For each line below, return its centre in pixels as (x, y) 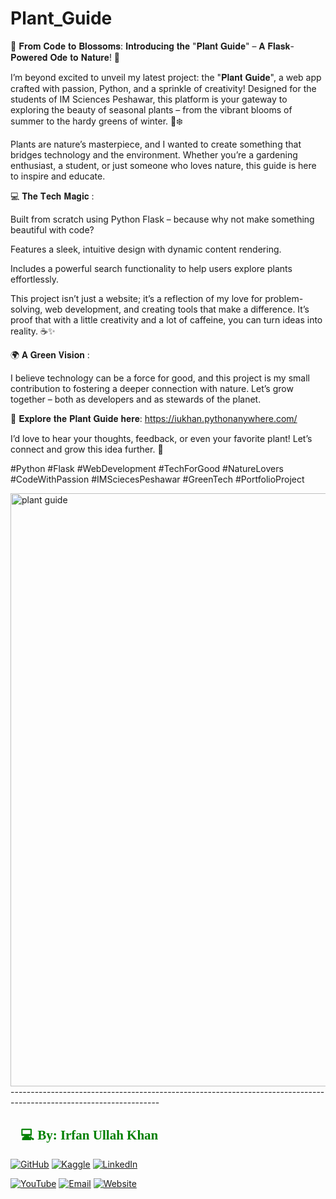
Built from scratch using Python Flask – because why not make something (162, 219)
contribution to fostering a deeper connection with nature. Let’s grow (152, 388)
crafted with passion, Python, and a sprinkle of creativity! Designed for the (163, 88)
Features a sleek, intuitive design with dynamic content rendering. (146, 249)
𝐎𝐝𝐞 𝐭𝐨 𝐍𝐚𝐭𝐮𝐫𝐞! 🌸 (85, 57)
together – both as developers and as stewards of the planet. (136, 399)
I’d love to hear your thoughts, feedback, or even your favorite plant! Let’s (161, 438)
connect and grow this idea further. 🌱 (87, 449)
